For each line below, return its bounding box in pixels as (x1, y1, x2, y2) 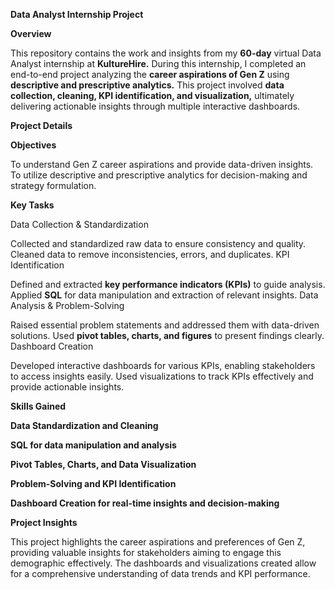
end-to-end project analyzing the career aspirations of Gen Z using (10, 69, 290, 80)
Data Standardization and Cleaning (10, 420, 159, 431)
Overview (10, 28, 52, 39)
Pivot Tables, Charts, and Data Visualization (10, 459, 197, 470)
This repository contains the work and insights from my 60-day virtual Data (10, 47, 322, 59)
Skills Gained (10, 400, 67, 412)
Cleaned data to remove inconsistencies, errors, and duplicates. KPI (10, 249, 290, 260)
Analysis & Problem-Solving (10, 300, 125, 311)
